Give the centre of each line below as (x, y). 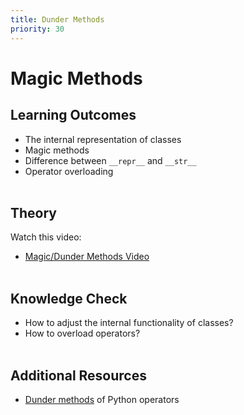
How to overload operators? (82, 333)
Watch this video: (46, 237)
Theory (34, 212)
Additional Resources (78, 375)
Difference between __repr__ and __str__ (110, 160)
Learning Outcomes (73, 115)
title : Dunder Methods (57, 19)
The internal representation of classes (103, 139)
